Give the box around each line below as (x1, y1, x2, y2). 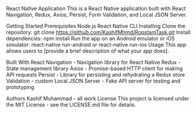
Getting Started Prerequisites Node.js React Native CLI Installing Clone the (6, 23, 186, 29)
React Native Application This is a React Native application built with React (6, 5, 186, 12)
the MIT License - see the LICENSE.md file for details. (6, 101, 136, 108)
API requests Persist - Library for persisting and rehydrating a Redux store (6, 71, 185, 78)
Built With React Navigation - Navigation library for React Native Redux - (6, 59, 181, 66)
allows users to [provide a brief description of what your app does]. (6, 47, 169, 54)
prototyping (6, 84, 35, 90)
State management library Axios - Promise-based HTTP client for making (6, 65, 183, 72)
